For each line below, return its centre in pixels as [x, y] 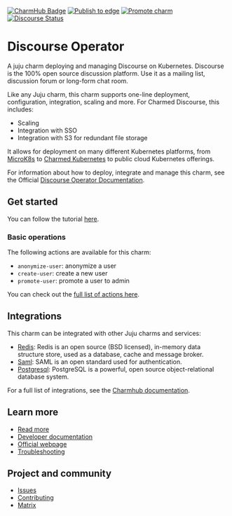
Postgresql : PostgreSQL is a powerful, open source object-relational [116, 369]
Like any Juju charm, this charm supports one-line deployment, [99, 94]
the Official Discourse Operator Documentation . [76, 179]
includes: [20, 109]
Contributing [35, 498]
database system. [43, 376]
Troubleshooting [41, 451]
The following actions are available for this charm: [79, 252]
